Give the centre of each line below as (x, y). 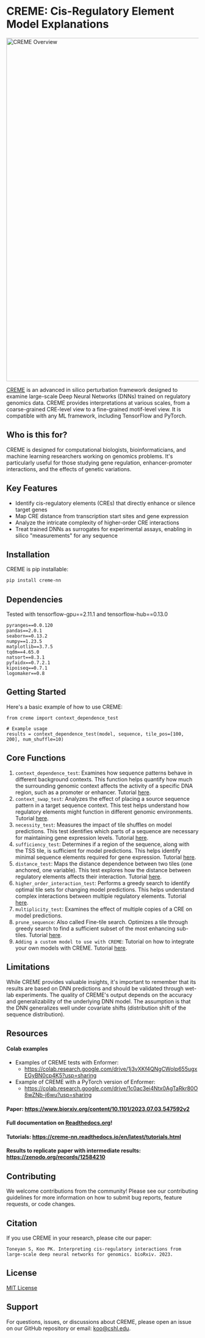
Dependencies (34, 599)
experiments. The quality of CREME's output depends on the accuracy (104, 995)
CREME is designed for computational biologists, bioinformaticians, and (96, 449)
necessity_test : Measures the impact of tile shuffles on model (93, 825)
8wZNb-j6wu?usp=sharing (58, 1095)
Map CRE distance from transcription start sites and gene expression (102, 516)
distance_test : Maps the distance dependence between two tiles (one (104, 863)
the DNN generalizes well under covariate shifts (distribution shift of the (96, 1008)
